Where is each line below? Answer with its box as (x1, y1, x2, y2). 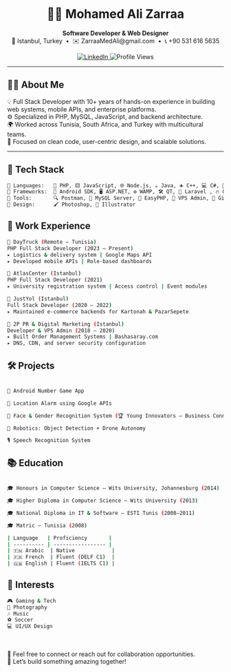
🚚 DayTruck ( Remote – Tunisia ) (7, 238, 97, 245)
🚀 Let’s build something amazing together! (7, 658, 126, 666)
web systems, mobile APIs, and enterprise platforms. (7, 105, 157, 113)
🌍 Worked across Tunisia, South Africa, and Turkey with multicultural (7, 120, 204, 128)
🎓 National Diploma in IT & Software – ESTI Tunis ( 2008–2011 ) (7, 510, 195, 516)
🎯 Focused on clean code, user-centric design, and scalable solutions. (7, 137, 206, 145)
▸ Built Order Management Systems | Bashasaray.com (7, 333, 158, 340)
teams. (7, 130, 27, 138)
